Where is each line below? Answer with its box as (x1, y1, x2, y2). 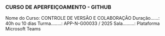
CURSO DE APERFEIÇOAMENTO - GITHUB (5, 4, 112, 11)
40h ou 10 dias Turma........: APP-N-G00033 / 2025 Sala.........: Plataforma (5, 20, 160, 26)
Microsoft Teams (5, 26, 41, 32)
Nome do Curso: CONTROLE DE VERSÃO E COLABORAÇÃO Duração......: (5, 15, 160, 21)
